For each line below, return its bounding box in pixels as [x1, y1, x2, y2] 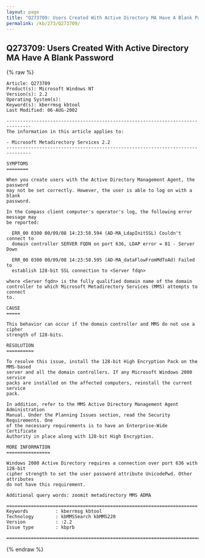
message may [6, 215, 37, 221]
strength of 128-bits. [6, 332, 64, 338]
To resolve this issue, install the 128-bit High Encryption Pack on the [6, 359, 198, 365]
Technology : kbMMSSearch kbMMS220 [6, 514, 116, 520]
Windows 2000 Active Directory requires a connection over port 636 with [6, 460, 198, 466]
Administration [6, 407, 45, 413]
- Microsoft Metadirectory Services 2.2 [6, 139, 111, 145]
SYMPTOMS [6, 161, 29, 167]
